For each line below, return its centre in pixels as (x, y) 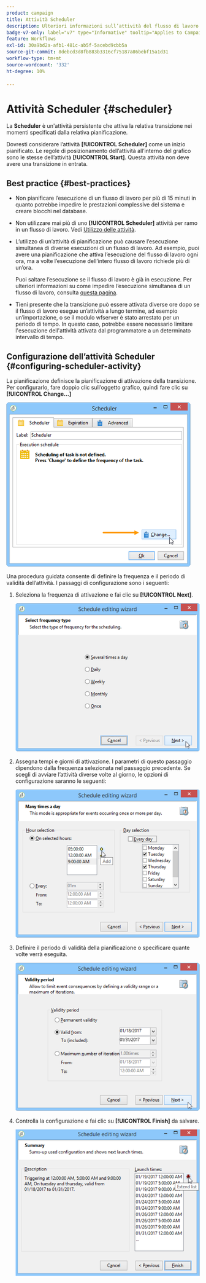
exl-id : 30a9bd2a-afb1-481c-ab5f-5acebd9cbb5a (67, 45)
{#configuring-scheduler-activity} (74, 366)
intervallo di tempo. (40, 337)
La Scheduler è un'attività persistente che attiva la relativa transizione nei (99, 126)
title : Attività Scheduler (41, 19)
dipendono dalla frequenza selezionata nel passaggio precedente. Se (103, 767)
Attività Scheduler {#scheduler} (90, 109)
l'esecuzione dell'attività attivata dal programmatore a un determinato (103, 331)
